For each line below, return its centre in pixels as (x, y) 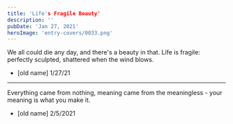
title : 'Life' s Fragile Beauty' (54, 13)
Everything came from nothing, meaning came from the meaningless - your (115, 93)
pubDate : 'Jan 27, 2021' (43, 26)
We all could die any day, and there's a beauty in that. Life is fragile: (104, 52)
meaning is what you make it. (49, 100)
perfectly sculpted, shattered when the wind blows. (80, 60)
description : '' (31, 20)
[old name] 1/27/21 (44, 73)
